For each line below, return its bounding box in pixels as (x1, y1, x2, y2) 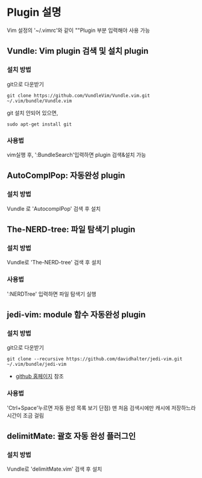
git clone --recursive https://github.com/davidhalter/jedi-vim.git (7, 356, 183, 362)
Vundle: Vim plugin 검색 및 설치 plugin (7, 46, 149, 56)
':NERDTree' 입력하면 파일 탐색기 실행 (7, 290, 96, 298)
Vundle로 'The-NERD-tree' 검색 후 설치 (7, 259, 101, 266)
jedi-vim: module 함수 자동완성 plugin (7, 309, 146, 320)
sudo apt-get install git (7, 121, 72, 127)
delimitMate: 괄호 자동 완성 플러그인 (7, 431, 136, 441)
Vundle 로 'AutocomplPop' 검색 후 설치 (7, 205, 101, 212)
